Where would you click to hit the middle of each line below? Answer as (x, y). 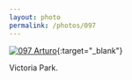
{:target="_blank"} (90, 50)
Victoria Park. (34, 68)
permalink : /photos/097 (53, 25)
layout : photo (35, 17)
